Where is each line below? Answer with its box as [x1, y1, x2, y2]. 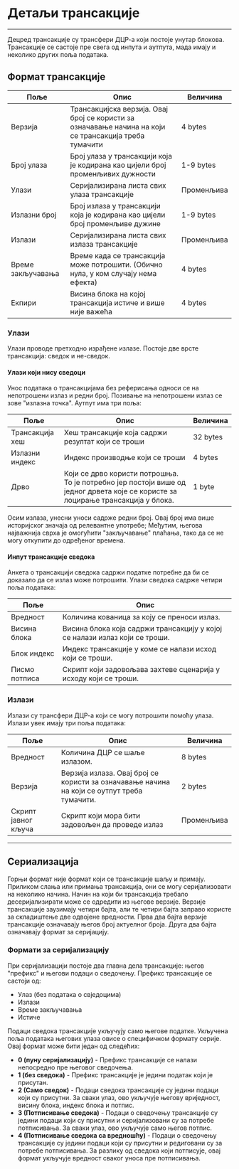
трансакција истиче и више [70, 297, 165, 307]
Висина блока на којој [70, 289, 146, 299]
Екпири [11, 297, 37, 307]
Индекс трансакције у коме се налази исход [62, 644, 217, 654]
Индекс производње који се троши [63, 453, 186, 463]
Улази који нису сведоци [7, 368, 86, 376]
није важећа [70, 306, 112, 316]
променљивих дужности [70, 169, 156, 178]
